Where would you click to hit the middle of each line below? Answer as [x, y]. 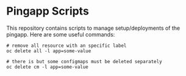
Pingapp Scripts [48, 11]
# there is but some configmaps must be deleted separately [84, 61]
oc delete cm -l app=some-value [47, 67]
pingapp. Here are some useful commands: [61, 34]
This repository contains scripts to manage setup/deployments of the [93, 28]
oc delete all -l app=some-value [49, 51]
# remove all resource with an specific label [66, 46]
